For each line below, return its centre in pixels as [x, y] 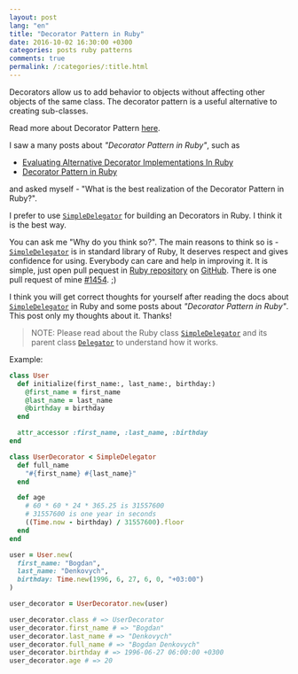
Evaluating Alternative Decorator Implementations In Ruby [127, 162]
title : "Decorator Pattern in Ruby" [77, 34]
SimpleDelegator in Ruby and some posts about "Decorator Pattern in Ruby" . [149, 306]
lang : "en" [29, 26]
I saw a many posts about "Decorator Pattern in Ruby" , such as [125, 145]
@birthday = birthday [65, 408]
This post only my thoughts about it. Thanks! [90, 315]
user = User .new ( [41, 554]
